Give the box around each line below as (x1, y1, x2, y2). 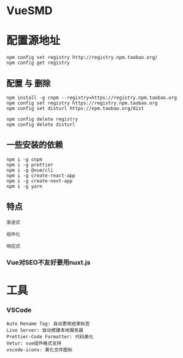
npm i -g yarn (6, 183, 43, 189)
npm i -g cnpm (6, 156, 43, 163)
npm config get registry (6, 60, 70, 66)
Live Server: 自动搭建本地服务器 (6, 327, 84, 333)
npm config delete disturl (6, 121, 76, 128)
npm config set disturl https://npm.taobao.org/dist (6, 105, 144, 111)
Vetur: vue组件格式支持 (6, 340, 61, 346)
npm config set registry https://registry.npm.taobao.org (6, 99, 158, 106)
